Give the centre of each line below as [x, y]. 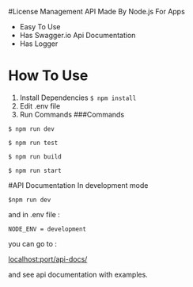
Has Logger [39, 44]
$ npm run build [35, 157]
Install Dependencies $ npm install [78, 98]
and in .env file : [34, 214]
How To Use [48, 76]
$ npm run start [35, 170]
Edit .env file [40, 105]
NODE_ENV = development [47, 229]
